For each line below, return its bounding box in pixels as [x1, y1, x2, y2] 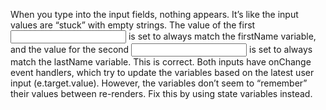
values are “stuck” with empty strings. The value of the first [10, 19, 256, 31]
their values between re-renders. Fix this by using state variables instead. [10, 88, 313, 99]
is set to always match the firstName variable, [128, 30, 317, 42]
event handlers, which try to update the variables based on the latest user [10, 67, 315, 78]
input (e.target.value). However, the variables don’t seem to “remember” [10, 77, 308, 89]
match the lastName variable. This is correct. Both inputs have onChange [10, 56, 312, 68]
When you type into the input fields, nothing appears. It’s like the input [10, 9, 299, 20]
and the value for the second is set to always [10, 44, 313, 55]
